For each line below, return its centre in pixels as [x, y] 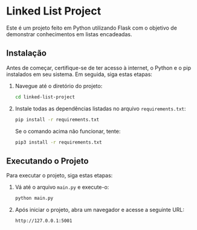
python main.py [34, 198]
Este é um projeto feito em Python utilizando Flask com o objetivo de [92, 28]
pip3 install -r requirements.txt [58, 142]
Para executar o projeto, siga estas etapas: [60, 176]
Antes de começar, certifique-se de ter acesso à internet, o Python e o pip [99, 68]
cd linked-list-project [45, 97]
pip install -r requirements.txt [57, 120]
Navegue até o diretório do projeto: [59, 86]
